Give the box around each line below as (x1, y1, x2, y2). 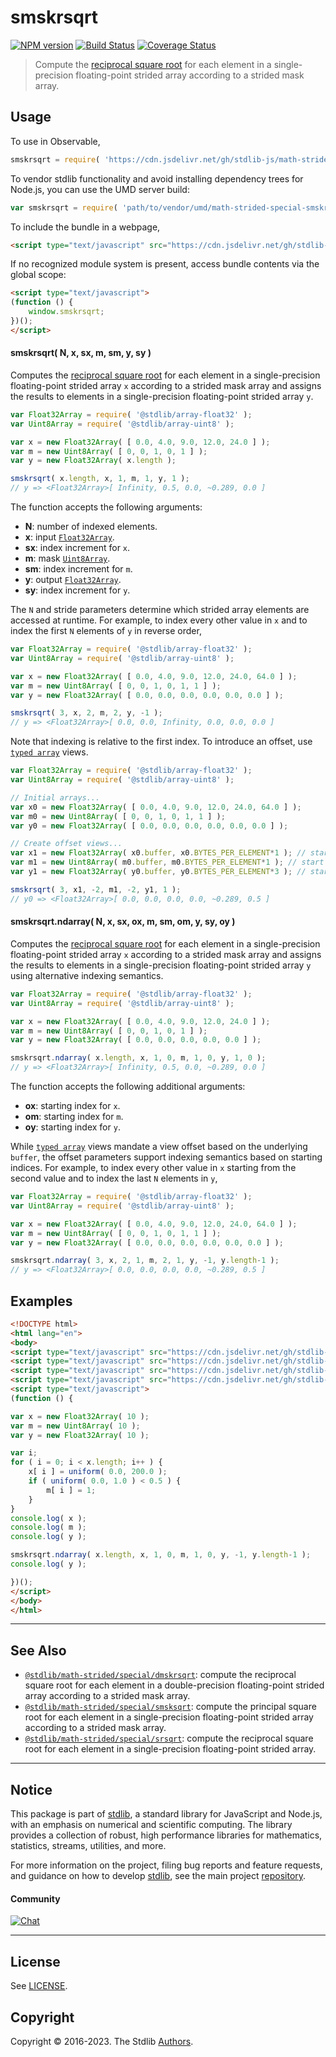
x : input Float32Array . (24, 531, 115, 543)
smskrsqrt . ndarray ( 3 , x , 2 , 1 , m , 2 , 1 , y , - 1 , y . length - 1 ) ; (10, 1256, 280, 1266)
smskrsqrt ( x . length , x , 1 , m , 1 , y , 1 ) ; (10, 474, 190, 484)
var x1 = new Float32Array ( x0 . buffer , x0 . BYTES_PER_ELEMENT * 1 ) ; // (10, 848, 307, 858)
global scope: (10, 269, 67, 281)
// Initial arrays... (10, 792, 101, 803)
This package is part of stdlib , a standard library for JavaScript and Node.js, (10, 1808, 323, 1820)
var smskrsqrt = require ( (10, 202, 118, 213)
